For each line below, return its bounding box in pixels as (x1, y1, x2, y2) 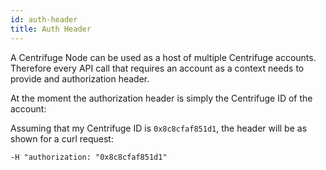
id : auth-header (10, 14, 78, 25)
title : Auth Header (10, 24, 92, 34)
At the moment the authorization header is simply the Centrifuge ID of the (10, 92, 313, 104)
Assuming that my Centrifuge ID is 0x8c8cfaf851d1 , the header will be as (10, 122, 308, 134)
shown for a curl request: (10, 132, 114, 145)
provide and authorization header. (10, 72, 150, 85)
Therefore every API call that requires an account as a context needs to (10, 62, 305, 74)
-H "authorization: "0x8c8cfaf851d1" (10, 152, 168, 162)
